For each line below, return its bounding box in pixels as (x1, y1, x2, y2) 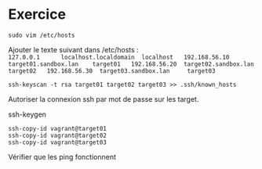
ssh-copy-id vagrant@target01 (8, 124, 107, 132)
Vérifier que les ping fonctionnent (8, 152, 116, 161)
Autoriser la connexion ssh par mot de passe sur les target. (8, 94, 199, 103)
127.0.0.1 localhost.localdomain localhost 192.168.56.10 (8, 53, 230, 61)
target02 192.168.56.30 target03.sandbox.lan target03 (8, 67, 216, 75)
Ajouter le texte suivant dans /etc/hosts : (8, 45, 139, 54)
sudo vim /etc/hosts (8, 31, 76, 39)
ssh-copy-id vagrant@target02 (8, 131, 107, 139)
